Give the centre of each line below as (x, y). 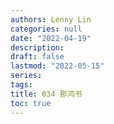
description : (37, 47)
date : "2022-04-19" (51, 38)
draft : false (37, 57)
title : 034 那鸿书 (46, 94)
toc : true (31, 103)
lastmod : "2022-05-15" (57, 66)
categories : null (46, 29)
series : (26, 76)
